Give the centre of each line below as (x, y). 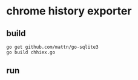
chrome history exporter (69, 11)
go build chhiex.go (31, 52)
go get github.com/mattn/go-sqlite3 (52, 47)
